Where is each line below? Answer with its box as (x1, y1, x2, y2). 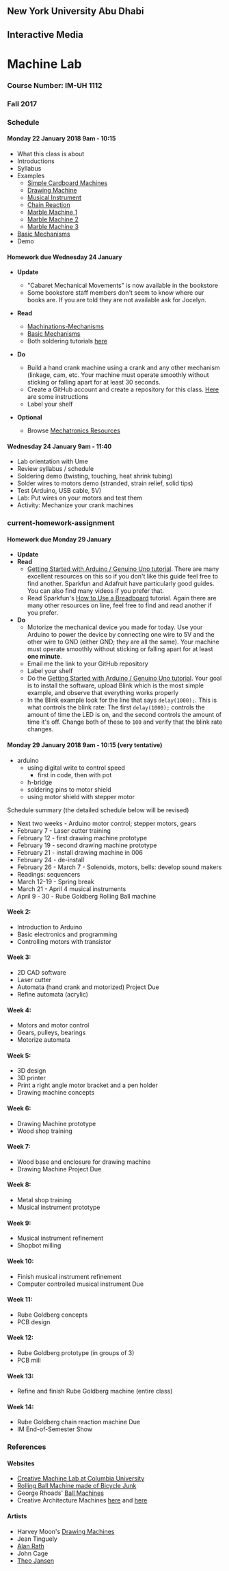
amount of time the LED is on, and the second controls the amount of (27, 711, 222, 719)
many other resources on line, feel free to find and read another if (27, 601, 212, 609)
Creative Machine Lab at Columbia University (16, 1474, 145, 1483)
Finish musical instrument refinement (16, 1272, 122, 1280)
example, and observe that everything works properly (27, 689, 179, 697)
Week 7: (7, 1143, 31, 1151)
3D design (16, 1067, 46, 1075)
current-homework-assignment (7, 518, 115, 528)
